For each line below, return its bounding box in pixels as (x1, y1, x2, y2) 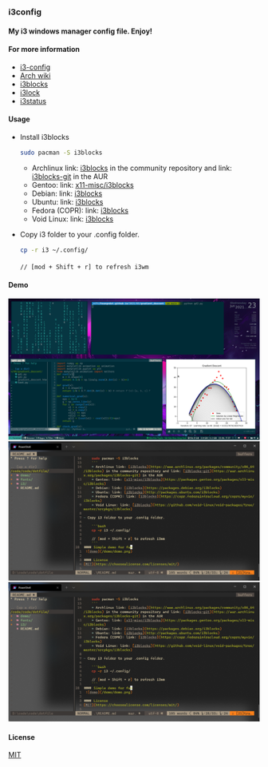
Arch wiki (19, 70, 51, 80)
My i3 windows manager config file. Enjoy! (8, 26, 153, 36)
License (8, 732, 36, 741)
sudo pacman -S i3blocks (19, 149, 103, 157)
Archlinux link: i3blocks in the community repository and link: (31, 163, 233, 173)
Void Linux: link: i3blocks (31, 214, 114, 224)
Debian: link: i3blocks (31, 189, 103, 198)
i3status (19, 96, 46, 105)
